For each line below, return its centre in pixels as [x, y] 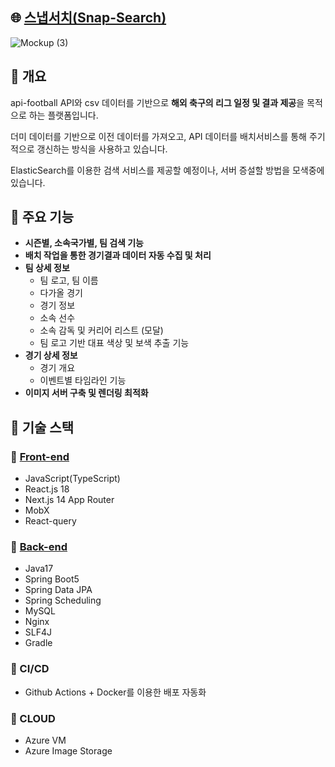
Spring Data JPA [58, 590]
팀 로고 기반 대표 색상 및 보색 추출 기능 [114, 343]
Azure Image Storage [68, 751]
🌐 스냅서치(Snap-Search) [88, 18]
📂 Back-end [39, 547]
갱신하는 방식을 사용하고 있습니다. [102, 149]
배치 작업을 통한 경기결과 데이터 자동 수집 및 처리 [118, 255]
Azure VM [45, 740]
